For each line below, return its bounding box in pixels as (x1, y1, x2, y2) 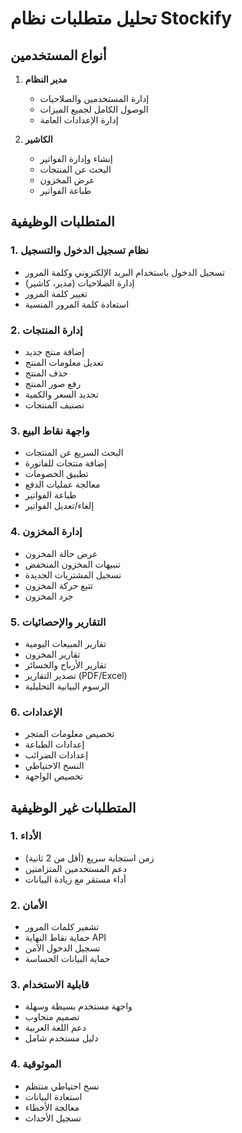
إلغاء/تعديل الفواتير (24, 500, 95, 512)
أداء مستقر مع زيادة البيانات (24, 873, 127, 885)
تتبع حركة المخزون (24, 579, 94, 591)
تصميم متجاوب (24, 1011, 80, 1023)
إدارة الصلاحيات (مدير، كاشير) (24, 277, 135, 289)
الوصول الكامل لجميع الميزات (39, 103, 149, 115)
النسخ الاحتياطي (24, 760, 85, 772)
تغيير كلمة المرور (24, 287, 88, 299)
